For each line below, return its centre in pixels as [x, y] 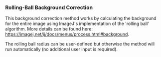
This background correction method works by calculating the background [81, 18]
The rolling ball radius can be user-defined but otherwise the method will [80, 44]
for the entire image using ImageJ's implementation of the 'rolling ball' [77, 23]
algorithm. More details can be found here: [49, 29]
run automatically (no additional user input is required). [62, 49]
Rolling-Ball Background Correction [49, 7]
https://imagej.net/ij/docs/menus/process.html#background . [67, 34]
